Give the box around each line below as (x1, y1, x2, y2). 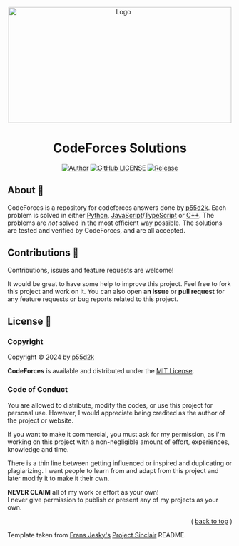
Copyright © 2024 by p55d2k (7, 353, 95, 362)
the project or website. (7, 416, 73, 425)
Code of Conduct (7, 385, 68, 395)
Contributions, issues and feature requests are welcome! (7, 266, 174, 274)
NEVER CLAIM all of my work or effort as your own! (7, 487, 159, 496)
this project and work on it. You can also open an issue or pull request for (7, 287, 225, 295)
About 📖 (7, 184, 44, 196)
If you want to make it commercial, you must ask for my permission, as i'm (7, 430, 225, 438)
